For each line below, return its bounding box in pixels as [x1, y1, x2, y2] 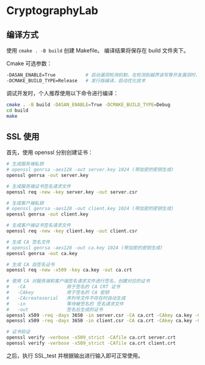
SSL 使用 [6, 131, 40, 142]
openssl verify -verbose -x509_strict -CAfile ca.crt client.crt [6, 340, 176, 347]
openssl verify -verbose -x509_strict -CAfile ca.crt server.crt [6, 334, 176, 341]
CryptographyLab [6, 4, 99, 18]
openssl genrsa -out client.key [6, 211, 88, 217]
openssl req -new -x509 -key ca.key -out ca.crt [6, 267, 132, 273]
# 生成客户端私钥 [6, 200, 44, 206]
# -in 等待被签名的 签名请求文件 [6, 300, 124, 307]
